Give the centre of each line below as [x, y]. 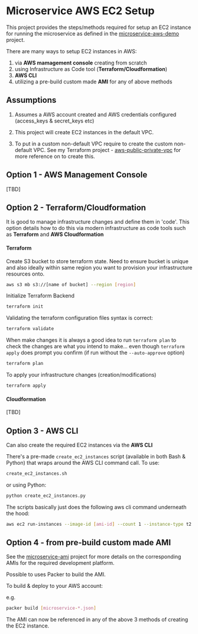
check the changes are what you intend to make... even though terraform [95, 347]
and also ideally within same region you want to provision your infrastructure [99, 267]
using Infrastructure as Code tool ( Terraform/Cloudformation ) [91, 69]
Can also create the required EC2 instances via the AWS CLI [79, 445]
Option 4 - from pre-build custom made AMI [89, 542]
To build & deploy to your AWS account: [55, 586]
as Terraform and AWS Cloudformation [55, 234]
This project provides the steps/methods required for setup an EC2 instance [99, 27]
